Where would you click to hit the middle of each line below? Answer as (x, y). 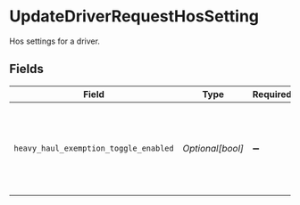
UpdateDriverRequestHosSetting (134, 16)
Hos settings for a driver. (55, 41)
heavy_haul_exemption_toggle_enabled (94, 148)
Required (272, 94)
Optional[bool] (213, 148)
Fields (27, 69)
